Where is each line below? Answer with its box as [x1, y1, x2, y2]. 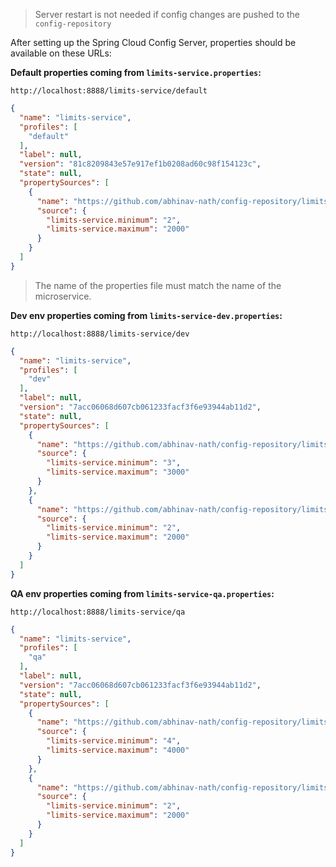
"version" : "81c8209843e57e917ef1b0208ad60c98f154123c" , [19, 159, 262, 169]
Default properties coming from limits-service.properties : [10, 67, 262, 78]
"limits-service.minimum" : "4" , [46, 736, 182, 746]
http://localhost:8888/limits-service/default [10, 86, 208, 96]
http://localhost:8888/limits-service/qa [10, 607, 186, 617]
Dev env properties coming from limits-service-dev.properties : [10, 309, 283, 321]
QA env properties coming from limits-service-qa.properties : [10, 587, 275, 599]
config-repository [34, 19, 112, 29]
